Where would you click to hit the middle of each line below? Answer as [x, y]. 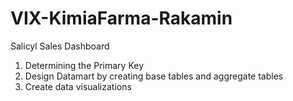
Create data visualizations [78, 86]
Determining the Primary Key [84, 65]
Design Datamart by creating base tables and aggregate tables [154, 76]
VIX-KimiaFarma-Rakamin [121, 18]
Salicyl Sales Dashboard [60, 46]
